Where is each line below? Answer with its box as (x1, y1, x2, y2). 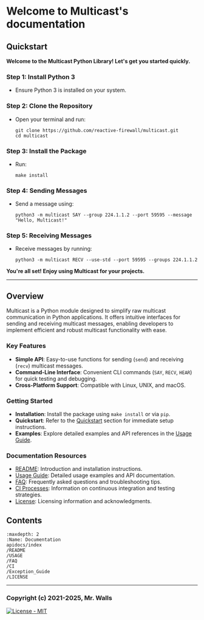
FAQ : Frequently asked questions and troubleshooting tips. (15, 478, 162, 486)
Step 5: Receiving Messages (6, 231, 92, 240)
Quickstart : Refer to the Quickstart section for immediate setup (15, 417, 174, 424)
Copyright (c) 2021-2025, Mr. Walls (6, 593, 112, 602)
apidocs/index (6, 542, 42, 548)
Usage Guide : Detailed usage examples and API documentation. (15, 472, 175, 479)
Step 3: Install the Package (6, 147, 87, 155)
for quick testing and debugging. (15, 375, 97, 382)
